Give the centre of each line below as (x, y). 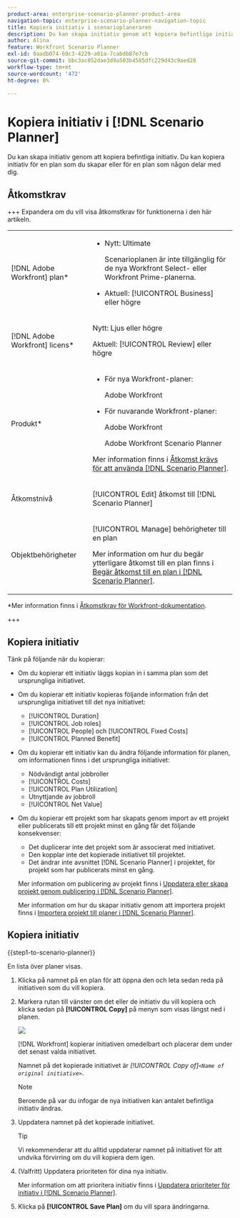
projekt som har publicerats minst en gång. (91, 869)
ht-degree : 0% (29, 80)
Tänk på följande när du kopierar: (56, 659)
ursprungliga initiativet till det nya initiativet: (81, 702)
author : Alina (29, 41)
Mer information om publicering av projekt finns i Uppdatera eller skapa (123, 884)
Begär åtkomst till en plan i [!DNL (147, 572)
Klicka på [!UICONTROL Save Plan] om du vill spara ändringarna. (114, 1206)
